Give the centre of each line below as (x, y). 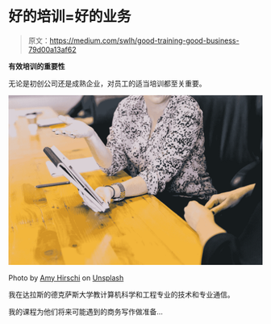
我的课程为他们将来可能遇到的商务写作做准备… (86, 311)
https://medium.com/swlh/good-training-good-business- (144, 40)
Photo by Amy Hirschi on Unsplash (66, 278)
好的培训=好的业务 (70, 17)
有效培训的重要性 (37, 66)
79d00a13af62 (52, 49)
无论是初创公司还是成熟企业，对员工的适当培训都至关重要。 (107, 83)
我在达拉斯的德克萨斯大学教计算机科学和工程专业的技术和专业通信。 (121, 294)
